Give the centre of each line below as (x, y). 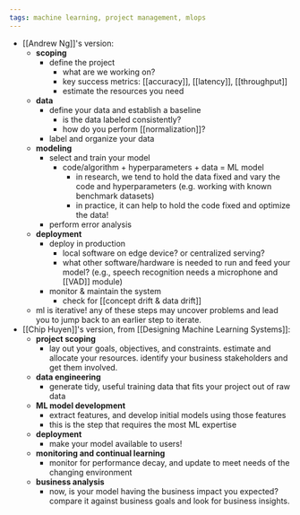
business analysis (70, 482)
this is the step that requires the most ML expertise (143, 424)
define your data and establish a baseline (125, 109)
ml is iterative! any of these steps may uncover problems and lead (157, 310)
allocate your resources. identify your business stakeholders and (168, 358)
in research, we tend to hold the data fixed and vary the (178, 177)
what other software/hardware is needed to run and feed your (176, 262)
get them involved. (83, 367)
